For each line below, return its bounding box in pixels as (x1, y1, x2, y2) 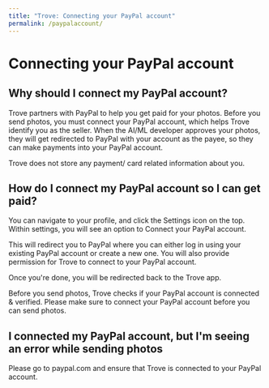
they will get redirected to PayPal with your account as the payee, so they (8, 134, 254, 143)
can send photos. (8, 305, 67, 316)
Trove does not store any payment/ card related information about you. (8, 158, 246, 168)
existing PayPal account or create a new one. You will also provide (8, 249, 229, 258)
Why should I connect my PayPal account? (8, 87, 228, 100)
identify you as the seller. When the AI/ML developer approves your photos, (8, 125, 261, 134)
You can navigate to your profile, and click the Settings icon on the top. (8, 215, 246, 225)
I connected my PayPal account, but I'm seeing (8, 329, 250, 343)
